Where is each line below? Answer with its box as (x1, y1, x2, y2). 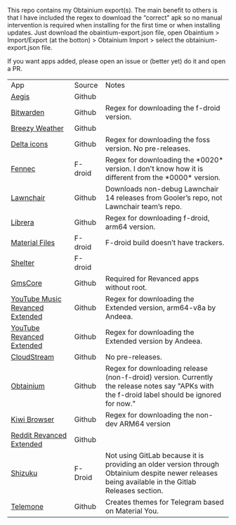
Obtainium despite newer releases (105, 468, 218, 478)
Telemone (11, 502, 44, 511)
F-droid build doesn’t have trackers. (105, 238, 225, 247)
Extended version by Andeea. (105, 336, 202, 346)
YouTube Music (11, 294, 62, 303)
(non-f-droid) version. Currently (105, 372, 214, 382)
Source (74, 80, 98, 90)
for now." (105, 399, 136, 408)
